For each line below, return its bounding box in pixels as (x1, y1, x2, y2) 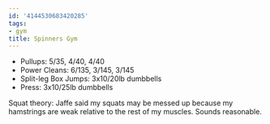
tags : (8, 19, 27, 28)
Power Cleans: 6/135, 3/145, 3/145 (19, 66, 135, 75)
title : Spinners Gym (8, 34, 79, 43)
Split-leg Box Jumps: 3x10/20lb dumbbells (19, 74, 162, 83)
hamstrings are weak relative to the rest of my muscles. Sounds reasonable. (8, 107, 262, 117)
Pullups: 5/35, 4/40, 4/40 (19, 57, 105, 66)
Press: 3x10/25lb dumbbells (19, 83, 114, 92)
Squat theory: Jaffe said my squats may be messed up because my (8, 98, 234, 108)
